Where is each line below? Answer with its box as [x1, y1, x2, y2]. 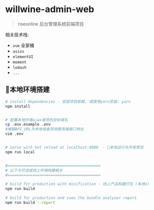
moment [12, 60, 27, 65]
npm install [5, 103, 30, 109]
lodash [12, 65, 27, 70]
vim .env [5, 131, 24, 137]
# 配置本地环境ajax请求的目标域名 [5, 117, 68, 122]
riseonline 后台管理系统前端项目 [17, 21, 84, 27]
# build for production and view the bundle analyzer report [5, 195, 137, 200]
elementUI [12, 54, 34, 59]
